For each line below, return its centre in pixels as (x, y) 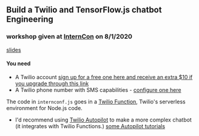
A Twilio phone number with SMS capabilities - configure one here (98, 89)
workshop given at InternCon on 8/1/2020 (69, 37)
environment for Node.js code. (45, 108)
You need (19, 63)
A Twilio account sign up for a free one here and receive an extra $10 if (104, 77)
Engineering (30, 20)
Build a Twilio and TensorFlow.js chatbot (84, 10)
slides (14, 50)
